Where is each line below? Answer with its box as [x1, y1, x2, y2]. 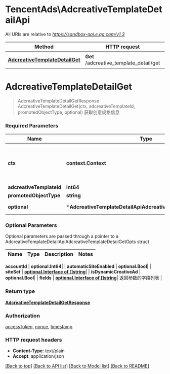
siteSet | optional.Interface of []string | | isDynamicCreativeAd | [5, 269, 141, 275]
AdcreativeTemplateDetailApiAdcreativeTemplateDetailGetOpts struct [5, 239, 149, 245]
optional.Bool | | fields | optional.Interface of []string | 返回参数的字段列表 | [5, 275, 162, 281]
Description [45, 251, 73, 258]
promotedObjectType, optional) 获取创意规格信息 [17, 109, 120, 115]
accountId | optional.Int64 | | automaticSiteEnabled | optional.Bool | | [5, 263, 151, 269]
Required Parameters [5, 122, 59, 129]
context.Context [66, 160, 106, 167]
